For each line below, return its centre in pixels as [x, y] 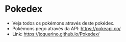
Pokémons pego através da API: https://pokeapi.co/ [66, 28]
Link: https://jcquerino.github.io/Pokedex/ [56, 34]
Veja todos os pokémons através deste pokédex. [63, 23]
